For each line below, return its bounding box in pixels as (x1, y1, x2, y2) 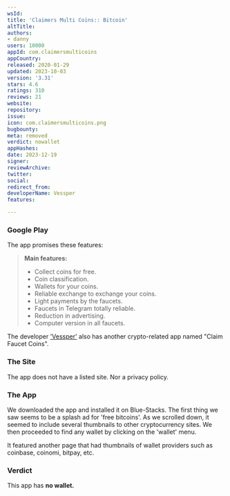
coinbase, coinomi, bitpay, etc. (7, 448, 95, 457)
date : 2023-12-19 (7, 151, 57, 159)
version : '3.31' (7, 74, 54, 82)
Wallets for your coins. (34, 283, 99, 291)
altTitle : (7, 23, 36, 30)
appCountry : (7, 55, 41, 62)
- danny (7, 36, 30, 43)
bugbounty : (7, 126, 39, 133)
